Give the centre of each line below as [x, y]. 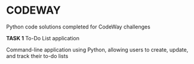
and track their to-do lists [37, 56]
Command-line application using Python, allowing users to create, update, [97, 49]
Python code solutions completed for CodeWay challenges [78, 27]
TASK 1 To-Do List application [43, 38]
